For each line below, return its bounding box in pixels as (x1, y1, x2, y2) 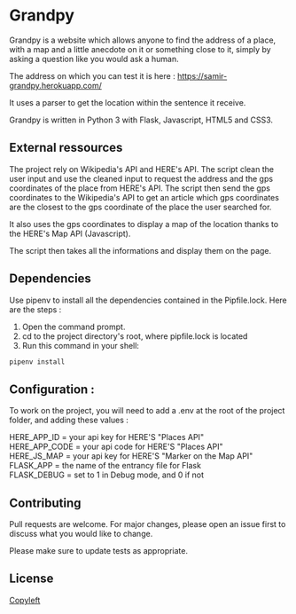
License (9, 571, 54, 586)
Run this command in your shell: (21, 340, 140, 350)
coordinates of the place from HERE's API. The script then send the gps (9, 183, 270, 193)
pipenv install (9, 357, 66, 366)
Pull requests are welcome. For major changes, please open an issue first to (9, 519, 286, 530)
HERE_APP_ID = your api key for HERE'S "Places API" (9, 432, 205, 443)
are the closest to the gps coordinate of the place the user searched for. (9, 201, 272, 212)
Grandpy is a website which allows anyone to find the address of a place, (9, 35, 277, 45)
